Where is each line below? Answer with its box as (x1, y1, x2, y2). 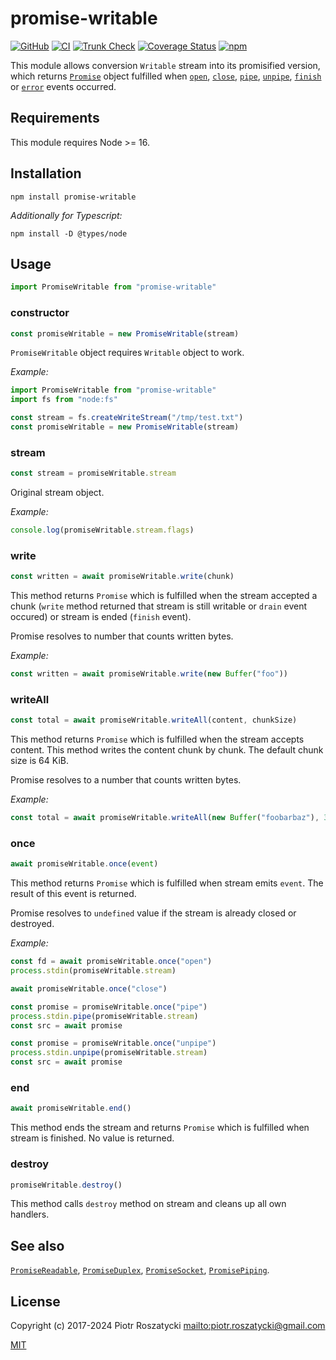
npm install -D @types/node (10, 228, 128, 239)
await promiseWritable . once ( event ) (10, 859, 159, 869)
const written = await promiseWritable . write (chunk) (10, 572, 235, 582)
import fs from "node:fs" (10, 395, 118, 405)
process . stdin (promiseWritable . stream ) (10, 966, 177, 976)
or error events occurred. (10, 80, 117, 92)
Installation (10, 165, 82, 182)
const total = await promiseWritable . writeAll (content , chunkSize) (10, 715, 298, 726)
